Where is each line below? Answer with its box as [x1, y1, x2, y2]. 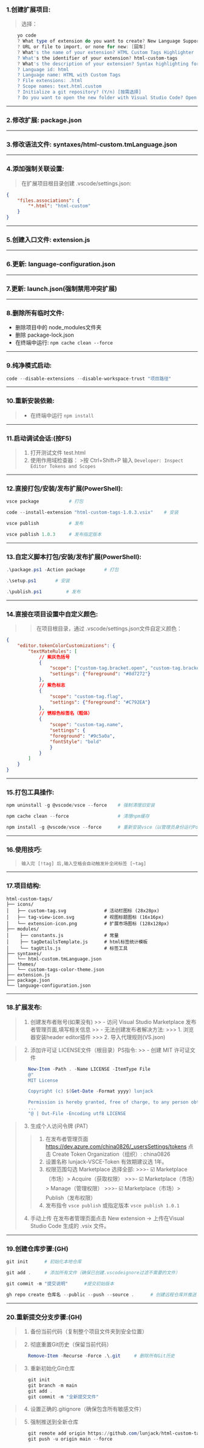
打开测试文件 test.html [30, 449, 86, 456]
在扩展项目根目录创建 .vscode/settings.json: [21, 179, 132, 187]
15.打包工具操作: [6, 788, 55, 797]
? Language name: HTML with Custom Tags [17, 72, 121, 78]
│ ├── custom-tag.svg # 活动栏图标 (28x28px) [6, 907, 160, 914]
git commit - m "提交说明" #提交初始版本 [6, 1281, 114, 1287]
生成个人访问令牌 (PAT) [30, 1122, 89, 1130]
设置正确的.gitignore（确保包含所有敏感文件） [30, 1405, 145, 1413]
